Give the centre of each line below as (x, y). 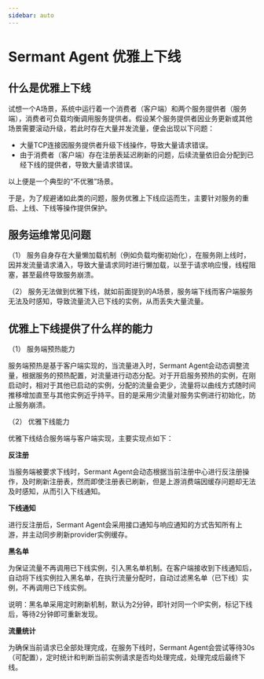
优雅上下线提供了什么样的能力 (81, 328)
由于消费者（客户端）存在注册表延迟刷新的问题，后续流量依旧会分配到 (133, 155)
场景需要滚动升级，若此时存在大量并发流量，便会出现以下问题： (111, 128)
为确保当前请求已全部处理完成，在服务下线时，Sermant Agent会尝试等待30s (132, 648)
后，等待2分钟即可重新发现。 (55, 615)
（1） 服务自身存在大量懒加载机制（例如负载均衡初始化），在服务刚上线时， (129, 255)
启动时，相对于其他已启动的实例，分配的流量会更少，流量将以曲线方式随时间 (132, 385)
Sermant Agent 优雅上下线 (95, 57)
